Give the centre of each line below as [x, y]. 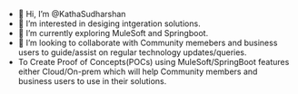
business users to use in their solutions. [92, 81]
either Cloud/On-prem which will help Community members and [138, 71]
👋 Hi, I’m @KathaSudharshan [72, 14]
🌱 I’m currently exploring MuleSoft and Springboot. [113, 33]
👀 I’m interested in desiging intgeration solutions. [109, 23]
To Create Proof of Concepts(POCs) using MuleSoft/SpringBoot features [154, 62]
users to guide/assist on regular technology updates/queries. [132, 52]
